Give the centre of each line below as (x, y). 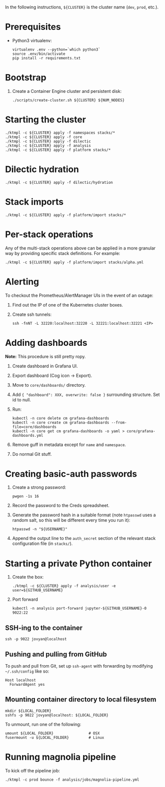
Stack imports (34, 202)
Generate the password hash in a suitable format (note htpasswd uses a (84, 515)
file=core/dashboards (34, 427)
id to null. (21, 399)
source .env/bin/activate (39, 54)
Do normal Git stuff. (32, 454)
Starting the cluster (45, 120)
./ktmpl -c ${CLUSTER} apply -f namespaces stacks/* (60, 133)
